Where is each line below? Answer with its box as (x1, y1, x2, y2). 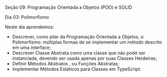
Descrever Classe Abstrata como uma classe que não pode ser (12, 50, 145, 56)
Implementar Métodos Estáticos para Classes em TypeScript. (12, 66, 141, 72)
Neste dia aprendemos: (5, 24, 54, 30)
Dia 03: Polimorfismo (5, 14, 49, 20)
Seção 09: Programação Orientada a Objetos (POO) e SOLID (5, 5, 133, 10)
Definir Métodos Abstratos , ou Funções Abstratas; (12, 61, 120, 66)
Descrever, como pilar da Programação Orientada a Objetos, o (12, 34, 144, 40)
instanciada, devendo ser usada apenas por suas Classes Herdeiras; (12, 55, 157, 61)
